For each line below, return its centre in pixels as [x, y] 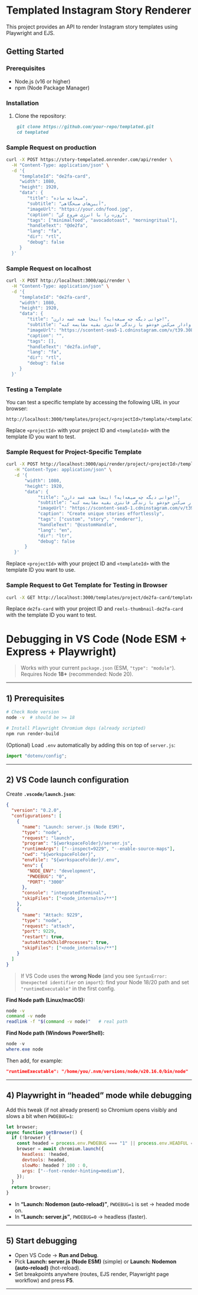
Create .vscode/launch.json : [41, 794]
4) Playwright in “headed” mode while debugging [99, 1096]
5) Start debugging [42, 1241]
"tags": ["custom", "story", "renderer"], [90, 519]
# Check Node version [33, 712]
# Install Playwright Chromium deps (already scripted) [76, 728]
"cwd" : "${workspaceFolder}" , [59, 855]
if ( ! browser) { [31, 1138]
